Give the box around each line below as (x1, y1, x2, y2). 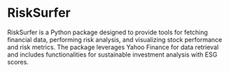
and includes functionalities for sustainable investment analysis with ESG (7, 50, 218, 59)
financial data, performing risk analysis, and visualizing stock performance (7, 35, 223, 43)
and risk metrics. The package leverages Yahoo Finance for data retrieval (7, 43, 219, 51)
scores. (7, 57, 29, 66)
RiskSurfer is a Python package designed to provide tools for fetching (7, 28, 208, 36)
